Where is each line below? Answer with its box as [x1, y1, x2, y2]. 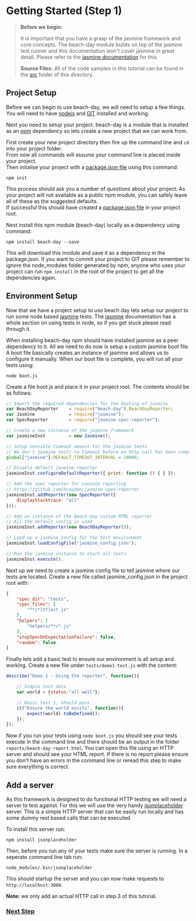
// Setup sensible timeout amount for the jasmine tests [6, 443, 148, 449]
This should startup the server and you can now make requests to [6, 875, 164, 882]
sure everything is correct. [6, 763, 70, 771]
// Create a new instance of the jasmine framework [6, 427, 134, 434]
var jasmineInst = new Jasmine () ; [6, 433, 111, 439]
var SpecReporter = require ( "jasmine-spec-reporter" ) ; [6, 417, 160, 423]
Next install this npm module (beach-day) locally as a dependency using [6, 221, 180, 228]
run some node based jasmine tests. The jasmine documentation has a [6, 313, 176, 320]
